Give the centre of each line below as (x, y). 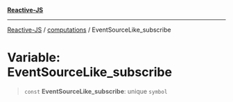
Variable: (34, 58)
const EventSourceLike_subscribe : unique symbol (96, 91)
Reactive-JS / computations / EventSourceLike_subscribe (89, 30)
